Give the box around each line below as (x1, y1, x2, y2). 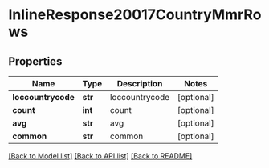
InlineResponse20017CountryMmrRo (8, 6, 262, 24)
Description (116, 78, 163, 89)
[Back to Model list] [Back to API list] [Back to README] (8, 151, 193, 161)
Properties (8, 54, 63, 68)
